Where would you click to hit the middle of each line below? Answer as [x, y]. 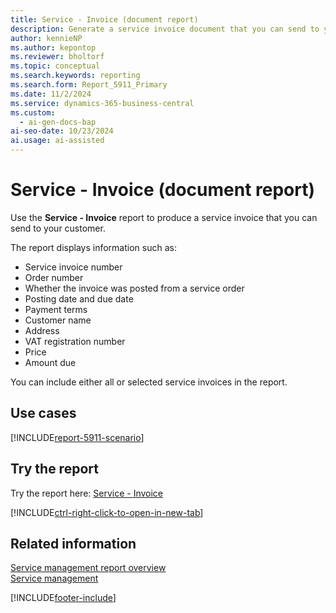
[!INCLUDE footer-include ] [63, 598]
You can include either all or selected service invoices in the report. [149, 382]
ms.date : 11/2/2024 [51, 94]
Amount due [50, 362]
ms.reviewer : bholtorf [57, 57]
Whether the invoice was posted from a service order [134, 288]
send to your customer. [58, 228]
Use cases [43, 413]
